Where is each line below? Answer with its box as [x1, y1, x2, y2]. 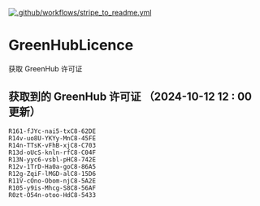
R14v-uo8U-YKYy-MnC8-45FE [8, 134, 96, 142]
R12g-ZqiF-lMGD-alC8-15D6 [8, 170, 96, 178]
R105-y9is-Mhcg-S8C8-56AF [8, 183, 96, 192]
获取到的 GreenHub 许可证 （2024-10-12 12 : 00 [8, 90, 252, 104]
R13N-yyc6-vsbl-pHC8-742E [8, 155, 96, 164]
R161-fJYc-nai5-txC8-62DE [8, 127, 96, 135]
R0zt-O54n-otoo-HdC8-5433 [8, 191, 96, 199]
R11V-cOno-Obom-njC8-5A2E [8, 177, 96, 185]
